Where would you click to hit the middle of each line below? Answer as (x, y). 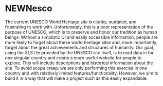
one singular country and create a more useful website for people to (73, 57)
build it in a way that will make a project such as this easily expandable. (76, 78)
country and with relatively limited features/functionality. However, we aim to (82, 73)
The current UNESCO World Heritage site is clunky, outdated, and (71, 22)
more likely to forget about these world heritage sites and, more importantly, (81, 42)
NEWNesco (29, 8)
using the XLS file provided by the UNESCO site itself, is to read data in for (80, 52)
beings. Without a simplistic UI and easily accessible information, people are (81, 37)
